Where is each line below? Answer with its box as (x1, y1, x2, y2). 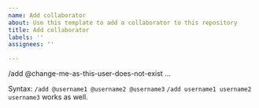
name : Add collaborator (8, 11, 87, 20)
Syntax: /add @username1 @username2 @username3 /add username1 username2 (8, 84, 252, 94)
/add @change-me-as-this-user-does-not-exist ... (8, 69, 171, 78)
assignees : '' (8, 41, 55, 49)
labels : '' (8, 33, 44, 41)
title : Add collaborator (8, 26, 90, 34)
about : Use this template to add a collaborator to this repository (8, 19, 238, 27)
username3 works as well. (8, 92, 88, 102)
